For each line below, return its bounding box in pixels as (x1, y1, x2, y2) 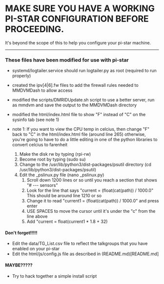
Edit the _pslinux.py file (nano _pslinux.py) (19, 172, 104, 178)
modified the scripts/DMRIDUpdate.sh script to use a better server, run (12, 97, 155, 103)
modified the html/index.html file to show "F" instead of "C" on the (12, 112, 146, 118)
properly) (12, 73, 31, 79)
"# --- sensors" (26, 183, 58, 188)
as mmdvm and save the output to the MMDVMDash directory (12, 102, 137, 108)
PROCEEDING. (5, 24, 64, 35)
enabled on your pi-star (12, 246, 60, 252)
